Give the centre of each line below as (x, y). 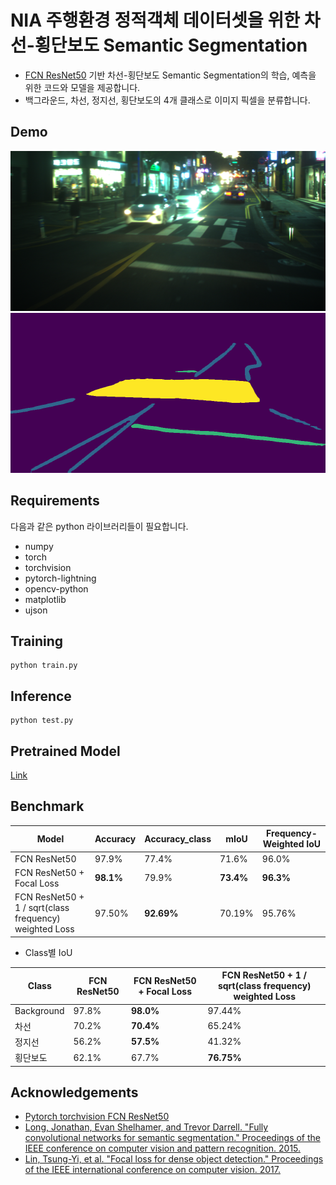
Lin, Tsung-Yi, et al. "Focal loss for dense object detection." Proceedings (174, 1159)
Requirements (55, 501)
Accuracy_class (178, 838)
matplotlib (45, 599)
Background (39, 1011)
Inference (41, 696)
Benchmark (47, 806)
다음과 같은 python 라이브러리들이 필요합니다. (99, 526)
